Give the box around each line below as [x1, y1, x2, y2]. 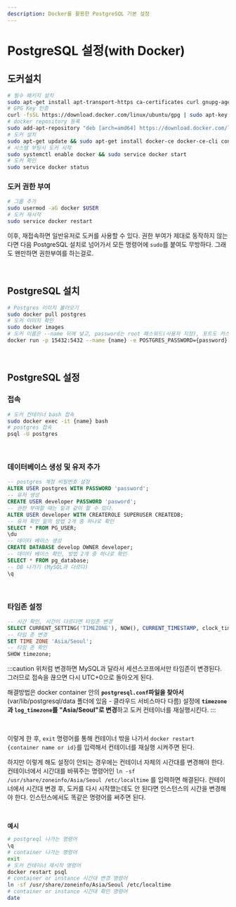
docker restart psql [7, 868, 68, 875]
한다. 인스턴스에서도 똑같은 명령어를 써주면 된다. [14, 793, 146, 802]
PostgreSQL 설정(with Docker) [7, 43, 185, 58]
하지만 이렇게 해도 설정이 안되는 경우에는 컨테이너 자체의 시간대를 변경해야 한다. [7, 758, 225, 766]
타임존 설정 [7, 602, 43, 612]
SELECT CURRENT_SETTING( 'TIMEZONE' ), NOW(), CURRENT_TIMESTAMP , [7, 624, 199, 631]
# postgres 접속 [7, 424, 52, 431]
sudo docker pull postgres [7, 311, 86, 318]
